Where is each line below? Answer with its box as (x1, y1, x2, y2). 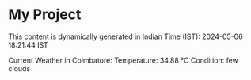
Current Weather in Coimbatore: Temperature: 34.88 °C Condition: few (8, 55, 239, 65)
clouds (8, 63, 31, 73)
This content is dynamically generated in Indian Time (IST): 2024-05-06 (8, 32, 243, 41)
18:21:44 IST (8, 40, 49, 49)
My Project (8, 6, 82, 24)
